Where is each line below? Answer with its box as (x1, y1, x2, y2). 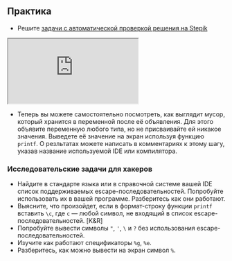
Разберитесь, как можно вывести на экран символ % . (17, 246, 177, 255)
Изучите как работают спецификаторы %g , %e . (17, 239, 152, 247)
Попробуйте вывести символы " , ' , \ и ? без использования (17, 224, 195, 233)
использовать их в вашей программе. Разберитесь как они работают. (17, 195, 226, 203)
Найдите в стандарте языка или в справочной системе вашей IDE (17, 180, 213, 188)
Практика (7, 6, 52, 17)
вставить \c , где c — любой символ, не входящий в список (17, 209, 193, 217)
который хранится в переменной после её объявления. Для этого (17, 117, 214, 125)
